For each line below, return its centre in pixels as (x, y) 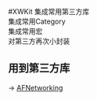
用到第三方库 (39, 68)
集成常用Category (37, 21)
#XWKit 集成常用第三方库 (49, 11)
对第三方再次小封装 (39, 41)
